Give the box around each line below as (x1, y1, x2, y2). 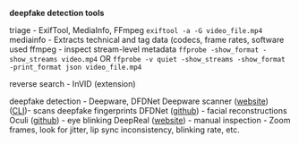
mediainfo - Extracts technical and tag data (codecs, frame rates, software (9, 35, 285, 45)
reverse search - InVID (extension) (9, 79, 136, 89)
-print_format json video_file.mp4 (9, 63, 142, 72)
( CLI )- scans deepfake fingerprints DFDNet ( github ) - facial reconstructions (9, 106, 288, 115)
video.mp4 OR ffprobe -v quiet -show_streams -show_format (61, 54, 286, 64)
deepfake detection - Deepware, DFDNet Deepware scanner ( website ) (9, 96, 269, 106)
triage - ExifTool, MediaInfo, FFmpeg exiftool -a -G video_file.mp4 (9, 25, 263, 35)
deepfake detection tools (9, 8, 105, 18)
